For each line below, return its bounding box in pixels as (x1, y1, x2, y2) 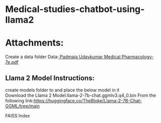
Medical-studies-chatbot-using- (5, 4, 145, 15)
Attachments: (5, 37, 64, 49)
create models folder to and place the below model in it (5, 87, 120, 93)
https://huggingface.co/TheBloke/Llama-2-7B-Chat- (33, 97, 142, 103)
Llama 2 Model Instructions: (5, 74, 95, 82)
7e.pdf (5, 59, 19, 65)
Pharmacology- (121, 54, 154, 60)
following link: (5, 97, 34, 103)
